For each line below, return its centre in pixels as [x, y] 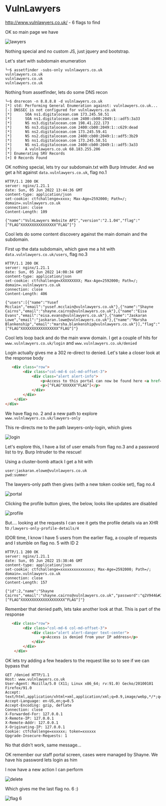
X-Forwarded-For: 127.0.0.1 [34, 714]
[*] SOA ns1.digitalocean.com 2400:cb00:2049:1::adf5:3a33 [73, 119]
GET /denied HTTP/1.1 [27, 675]
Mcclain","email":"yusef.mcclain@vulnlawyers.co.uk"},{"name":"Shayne [79, 307]
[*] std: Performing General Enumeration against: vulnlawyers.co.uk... [82, 106]
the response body [24, 358]
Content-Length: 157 [26, 582]
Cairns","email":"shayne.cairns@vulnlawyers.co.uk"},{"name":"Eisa [76, 311]
